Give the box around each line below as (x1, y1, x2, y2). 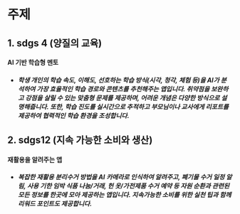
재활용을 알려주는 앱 (7, 155, 63, 164)
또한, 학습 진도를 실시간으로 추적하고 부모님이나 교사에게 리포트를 (49, 102, 229, 111)
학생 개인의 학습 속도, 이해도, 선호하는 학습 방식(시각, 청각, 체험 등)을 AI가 (17, 75, 219, 84)
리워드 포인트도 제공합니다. (17, 200, 93, 208)
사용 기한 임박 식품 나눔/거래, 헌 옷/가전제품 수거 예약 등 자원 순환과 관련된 (27, 182, 230, 191)
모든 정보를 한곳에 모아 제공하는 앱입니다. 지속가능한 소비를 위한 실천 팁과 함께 (17, 191, 231, 199)
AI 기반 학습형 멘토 (7, 58, 59, 67)
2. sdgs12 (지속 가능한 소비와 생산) (7, 134, 153, 146)
